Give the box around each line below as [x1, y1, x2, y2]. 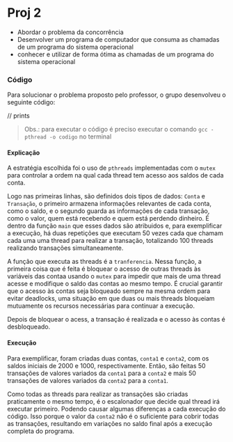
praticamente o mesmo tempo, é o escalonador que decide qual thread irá [7, 397, 220, 405]
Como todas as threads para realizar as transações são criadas [7, 390, 188, 398]
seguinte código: [7, 98, 56, 106]
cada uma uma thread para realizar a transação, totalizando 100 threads [7, 237, 214, 245]
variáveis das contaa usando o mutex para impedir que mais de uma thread [7, 272, 221, 281]
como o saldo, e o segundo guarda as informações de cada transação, [7, 207, 210, 215]
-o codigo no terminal [49, 132, 112, 141]
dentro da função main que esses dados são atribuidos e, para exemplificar [7, 221, 223, 230]
